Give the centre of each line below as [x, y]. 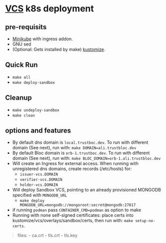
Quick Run [22, 65]
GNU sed [22, 44]
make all [21, 77]
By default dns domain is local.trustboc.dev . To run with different [80, 142]
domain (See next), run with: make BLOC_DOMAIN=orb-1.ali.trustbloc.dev [86, 158]
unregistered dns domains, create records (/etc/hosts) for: [72, 169]
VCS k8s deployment [50, 9]
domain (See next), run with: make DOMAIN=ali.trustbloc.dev [74, 148]
